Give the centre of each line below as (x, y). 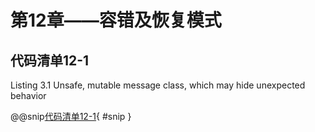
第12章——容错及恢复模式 (116, 20)
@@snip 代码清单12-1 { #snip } (71, 116)
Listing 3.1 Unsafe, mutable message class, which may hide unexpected (158, 85)
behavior (28, 95)
